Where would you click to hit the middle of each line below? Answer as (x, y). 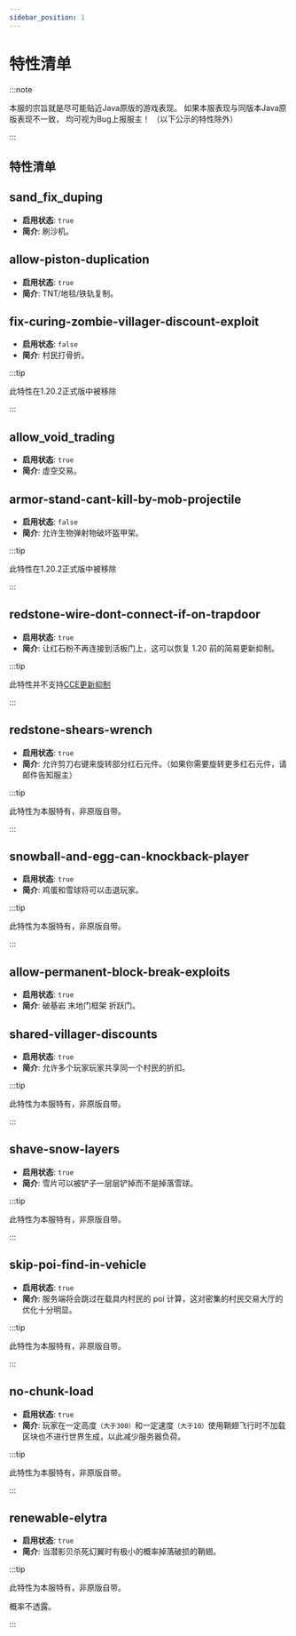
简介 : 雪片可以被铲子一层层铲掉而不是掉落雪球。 (109, 1183)
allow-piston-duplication (79, 260)
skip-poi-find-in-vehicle (78, 1265)
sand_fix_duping (56, 198)
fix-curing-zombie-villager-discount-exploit (134, 321)
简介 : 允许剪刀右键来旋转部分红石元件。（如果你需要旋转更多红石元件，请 (154, 763)
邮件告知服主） (49, 775)
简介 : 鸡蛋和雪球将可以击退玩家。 (82, 890)
